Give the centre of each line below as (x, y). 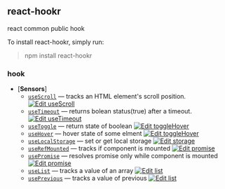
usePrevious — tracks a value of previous (87, 178)
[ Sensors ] (32, 89)
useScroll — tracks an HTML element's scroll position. (107, 97)
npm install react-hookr (58, 55)
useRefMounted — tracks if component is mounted (99, 148)
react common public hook (46, 28)
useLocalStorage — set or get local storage (90, 141)
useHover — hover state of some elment (85, 134)
